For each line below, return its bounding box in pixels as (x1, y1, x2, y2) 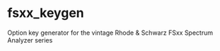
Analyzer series (7, 35, 53, 44)
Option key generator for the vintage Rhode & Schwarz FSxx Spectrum (7, 28, 214, 37)
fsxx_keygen (7, 5, 85, 21)
